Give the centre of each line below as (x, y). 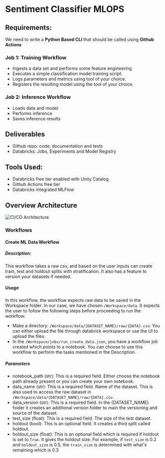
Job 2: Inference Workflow (38, 97)
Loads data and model (35, 108)
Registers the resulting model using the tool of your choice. (73, 84)
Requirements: (29, 28)
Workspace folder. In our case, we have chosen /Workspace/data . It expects (82, 306)
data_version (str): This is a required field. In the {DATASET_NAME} (81, 403)
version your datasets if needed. (38, 276)
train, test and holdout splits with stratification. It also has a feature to (76, 271)
